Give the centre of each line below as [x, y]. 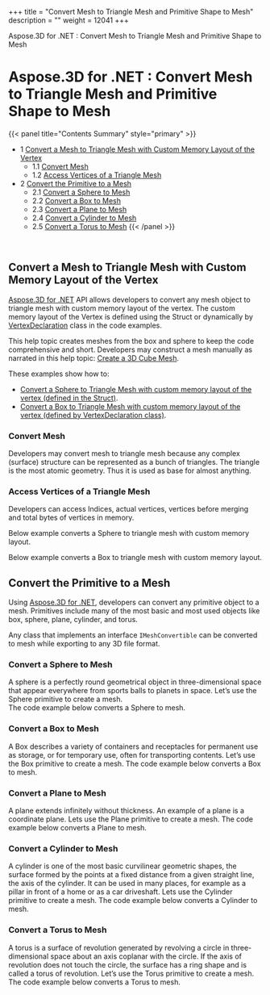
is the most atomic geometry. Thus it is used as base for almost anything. [130, 470]
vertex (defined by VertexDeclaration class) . [93, 415]
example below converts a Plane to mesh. [78, 828]
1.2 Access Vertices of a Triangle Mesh [97, 175]
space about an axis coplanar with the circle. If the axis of [146, 956]
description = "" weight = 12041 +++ [69, 20]
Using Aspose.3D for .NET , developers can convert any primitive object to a [134, 602]
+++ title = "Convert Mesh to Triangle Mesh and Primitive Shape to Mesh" [131, 12]
